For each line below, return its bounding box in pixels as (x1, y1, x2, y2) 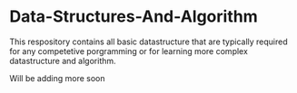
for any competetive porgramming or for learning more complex (9, 45, 248, 56)
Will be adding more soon (9, 72, 106, 83)
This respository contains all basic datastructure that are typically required (9, 36, 288, 47)
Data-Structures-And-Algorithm (9, 6, 258, 27)
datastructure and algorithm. (9, 55, 116, 66)
